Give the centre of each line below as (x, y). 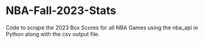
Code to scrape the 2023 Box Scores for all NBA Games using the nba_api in (102, 28)
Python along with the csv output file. (53, 34)
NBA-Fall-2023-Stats (61, 11)
